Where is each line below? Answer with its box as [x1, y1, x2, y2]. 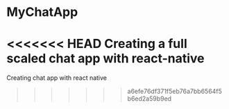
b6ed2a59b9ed [127, 94, 171, 103]
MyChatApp [6, 4, 78, 20]
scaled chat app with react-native [6, 51, 205, 67]
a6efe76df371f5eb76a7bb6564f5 [127, 87, 223, 96]
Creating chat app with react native [6, 74, 108, 82]
